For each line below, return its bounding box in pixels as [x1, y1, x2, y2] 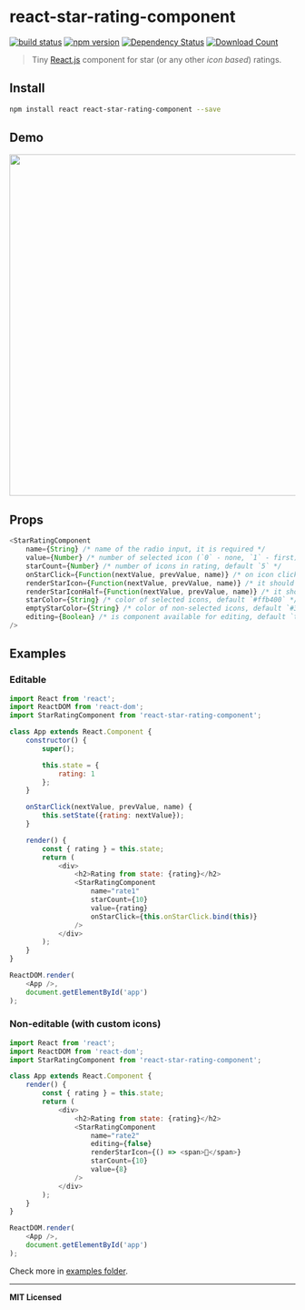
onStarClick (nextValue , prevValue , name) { [25, 803, 193, 812]
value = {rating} [90, 903, 148, 912]
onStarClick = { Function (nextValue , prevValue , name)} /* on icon [25, 570, 274, 579]
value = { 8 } [90, 1165, 128, 1174]
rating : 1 [57, 769, 95, 778]
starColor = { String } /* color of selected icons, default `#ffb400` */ [25, 595, 299, 604]
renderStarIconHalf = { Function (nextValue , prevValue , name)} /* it [25, 587, 282, 596]
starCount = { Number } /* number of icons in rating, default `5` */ [25, 562, 282, 571]
